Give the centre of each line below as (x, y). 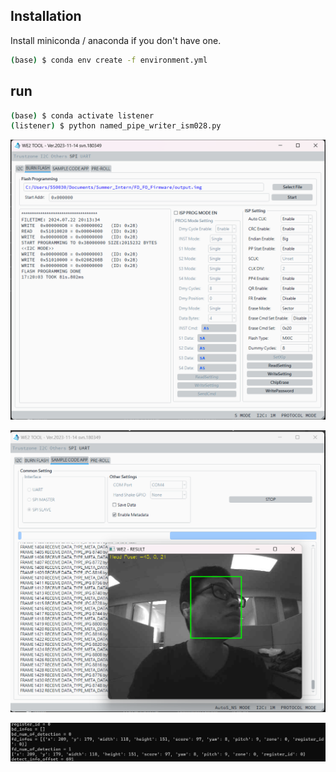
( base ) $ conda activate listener (82, 115)
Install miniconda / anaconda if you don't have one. (116, 40)
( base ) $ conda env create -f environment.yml (109, 60)
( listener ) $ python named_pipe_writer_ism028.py (116, 126)
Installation (46, 16)
